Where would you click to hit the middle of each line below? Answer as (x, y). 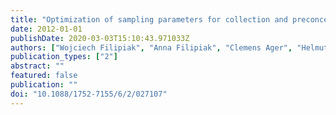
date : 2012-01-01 (46, 29)
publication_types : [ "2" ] (64, 57)
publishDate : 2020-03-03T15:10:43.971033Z (100, 38)
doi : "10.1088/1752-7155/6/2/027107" (89, 94)
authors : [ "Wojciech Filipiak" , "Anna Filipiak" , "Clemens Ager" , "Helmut (169, 47)
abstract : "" (37, 66)
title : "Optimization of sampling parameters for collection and (149, 19)
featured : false (44, 76)
